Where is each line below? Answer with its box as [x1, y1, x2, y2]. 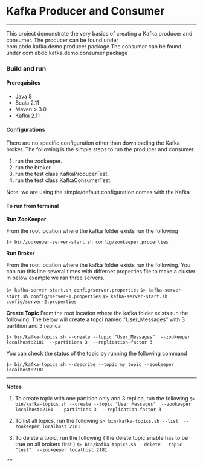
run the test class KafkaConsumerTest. [14, 177, 112, 184]
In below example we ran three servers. [6, 274, 105, 282]
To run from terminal [6, 202, 59, 209]
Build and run [6, 64, 47, 73]
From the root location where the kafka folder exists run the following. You [6, 261, 191, 269]
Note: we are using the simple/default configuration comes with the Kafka [6, 189, 190, 196]
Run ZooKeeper [6, 216, 47, 223]
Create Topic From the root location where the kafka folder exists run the [6, 310, 188, 317]
